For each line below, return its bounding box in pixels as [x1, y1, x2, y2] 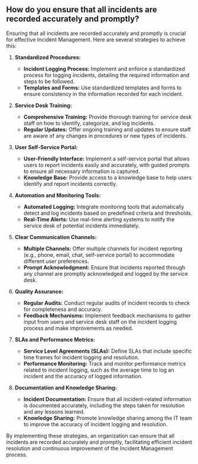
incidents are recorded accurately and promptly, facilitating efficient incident [6, 438, 193, 446]
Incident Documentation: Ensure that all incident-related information [23, 395, 192, 402]
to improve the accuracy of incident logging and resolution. [23, 420, 168, 428]
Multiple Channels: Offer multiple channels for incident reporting [23, 245, 183, 252]
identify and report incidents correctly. [23, 180, 117, 187]
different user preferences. [23, 257, 89, 265]
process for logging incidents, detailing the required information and [23, 71, 190, 79]
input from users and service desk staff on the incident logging [23, 318, 177, 325]
